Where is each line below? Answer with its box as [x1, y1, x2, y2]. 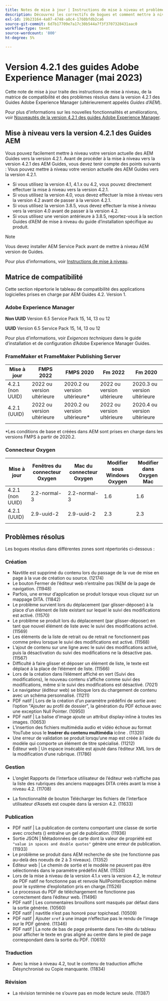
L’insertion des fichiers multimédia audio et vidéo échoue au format [12, 724, 151, 730]
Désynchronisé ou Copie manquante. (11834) [12, 966, 105, 972]
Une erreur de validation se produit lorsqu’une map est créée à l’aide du [12, 735, 160, 741]
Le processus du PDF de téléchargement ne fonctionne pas [12, 889, 135, 895]
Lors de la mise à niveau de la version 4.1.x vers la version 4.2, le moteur [12, 873, 161, 879]
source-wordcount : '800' [5, 31, 57, 36]
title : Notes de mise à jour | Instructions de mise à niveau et [5, 7, 144, 13]
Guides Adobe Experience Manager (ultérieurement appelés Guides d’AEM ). [5, 99, 162, 105]
